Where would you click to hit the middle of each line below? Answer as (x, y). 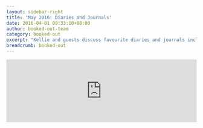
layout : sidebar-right (35, 12)
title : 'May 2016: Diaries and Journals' (59, 18)
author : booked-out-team (37, 29)
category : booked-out (34, 34)
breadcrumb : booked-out (36, 46)
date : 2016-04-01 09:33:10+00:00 (48, 23)
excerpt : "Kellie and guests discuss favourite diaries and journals (96, 40)
